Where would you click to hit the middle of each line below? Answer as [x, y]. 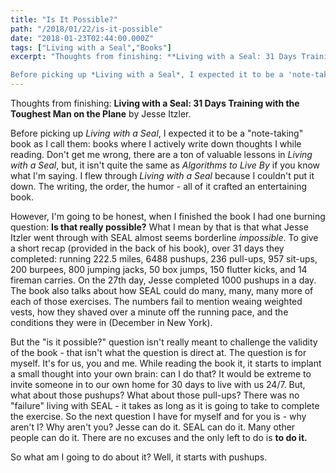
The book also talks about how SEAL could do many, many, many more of [162, 290]
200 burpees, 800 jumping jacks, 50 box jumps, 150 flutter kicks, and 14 [159, 269]
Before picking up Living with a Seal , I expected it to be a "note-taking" [157, 133]
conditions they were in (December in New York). [111, 322]
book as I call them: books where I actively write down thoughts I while [156, 144]
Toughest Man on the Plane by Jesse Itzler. [101, 114]
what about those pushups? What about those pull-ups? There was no [155, 395]
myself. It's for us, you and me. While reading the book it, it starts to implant [166, 363]
